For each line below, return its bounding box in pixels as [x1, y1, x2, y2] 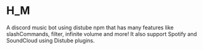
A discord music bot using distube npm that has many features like [6, 24, 174, 31]
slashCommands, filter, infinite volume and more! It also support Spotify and [6, 30, 197, 37]
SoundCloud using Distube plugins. [6, 37, 95, 44]
